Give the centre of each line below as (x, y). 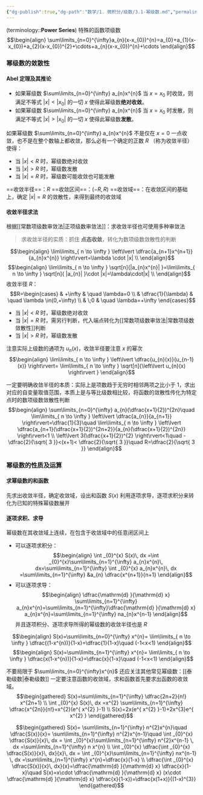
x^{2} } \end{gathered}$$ (101, 716)
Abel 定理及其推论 (29, 79)
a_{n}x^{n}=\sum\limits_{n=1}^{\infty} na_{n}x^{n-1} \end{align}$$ (106, 614)
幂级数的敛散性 (28, 63)
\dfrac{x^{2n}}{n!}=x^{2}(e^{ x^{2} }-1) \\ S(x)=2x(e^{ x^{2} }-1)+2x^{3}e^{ (101, 709)
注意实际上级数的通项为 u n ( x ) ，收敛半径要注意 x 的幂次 (75, 349)
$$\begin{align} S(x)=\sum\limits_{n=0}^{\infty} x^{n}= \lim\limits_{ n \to (101, 637)
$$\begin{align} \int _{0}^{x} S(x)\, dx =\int (106, 555)
